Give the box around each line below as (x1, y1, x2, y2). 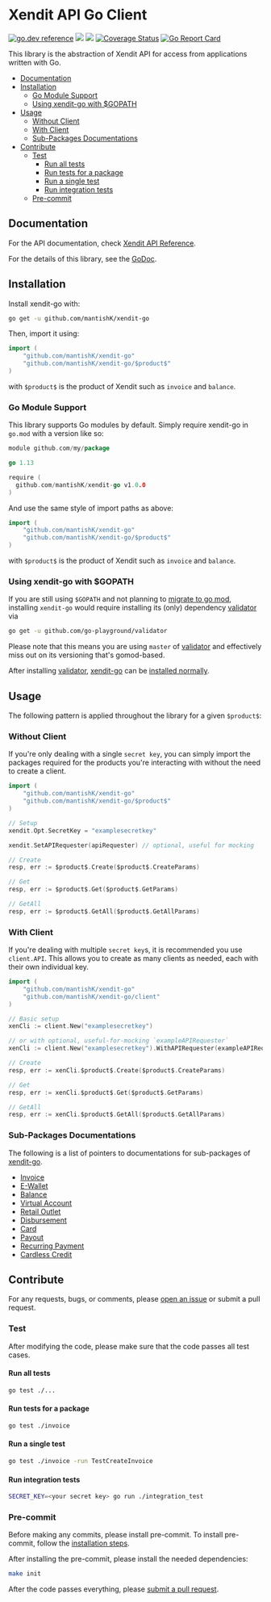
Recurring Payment (19, 1241, 85, 1251)
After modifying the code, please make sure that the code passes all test (8, 1341, 250, 1351)
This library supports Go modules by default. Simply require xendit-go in (8, 420, 248, 430)
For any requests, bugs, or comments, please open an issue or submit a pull (8, 1294, 261, 1304)
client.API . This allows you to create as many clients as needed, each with (8, 954, 259, 963)
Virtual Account (19, 1197, 73, 1208)
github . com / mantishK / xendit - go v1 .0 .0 (15, 480, 147, 489)
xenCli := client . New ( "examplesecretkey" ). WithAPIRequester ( (8, 1044, 219, 1053)
